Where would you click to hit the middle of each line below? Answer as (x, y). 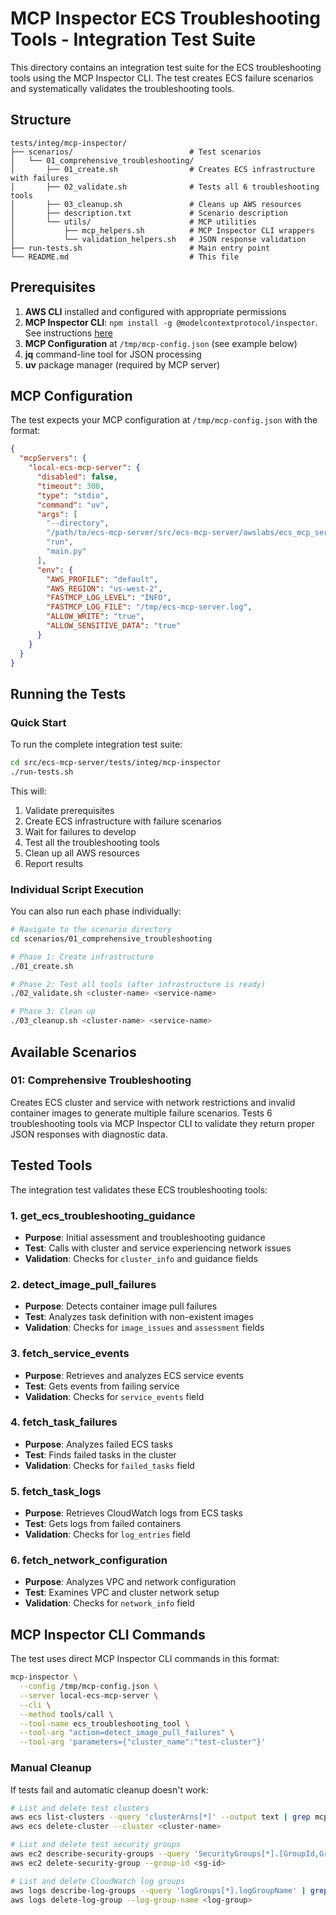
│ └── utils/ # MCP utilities (133, 222)
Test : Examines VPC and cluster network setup (122, 1593)
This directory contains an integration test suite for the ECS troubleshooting (166, 67)
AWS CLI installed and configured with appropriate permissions (155, 311)
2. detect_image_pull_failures (83, 1284)
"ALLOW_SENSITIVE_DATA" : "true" (114, 626)
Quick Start (38, 722)
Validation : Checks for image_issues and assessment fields (144, 1328)
